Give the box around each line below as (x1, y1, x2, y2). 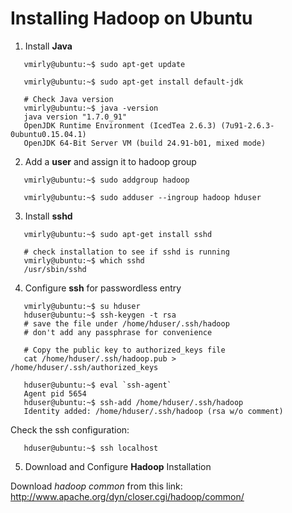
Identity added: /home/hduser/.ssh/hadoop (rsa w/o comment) (23, 406, 284, 416)
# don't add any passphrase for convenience (23, 327, 213, 337)
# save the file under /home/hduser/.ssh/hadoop (23, 318, 230, 329)
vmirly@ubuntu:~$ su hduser (23, 301, 141, 311)
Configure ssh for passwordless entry (24, 282, 182, 294)
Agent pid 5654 (23, 388, 87, 399)
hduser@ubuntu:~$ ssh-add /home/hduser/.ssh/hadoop (23, 397, 244, 407)
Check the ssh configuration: (10, 423, 130, 436)
